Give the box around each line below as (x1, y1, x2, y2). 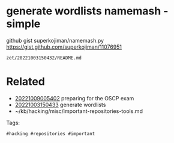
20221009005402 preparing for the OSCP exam (14, 94, 134, 102)
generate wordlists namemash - (6, 4, 169, 18)
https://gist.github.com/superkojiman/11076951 (6, 43, 122, 50)
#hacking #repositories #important (6, 130, 95, 136)
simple (6, 17, 41, 31)
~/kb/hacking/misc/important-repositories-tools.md (14, 107, 143, 115)
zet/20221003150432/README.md (6, 55, 82, 61)
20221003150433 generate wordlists (14, 101, 106, 108)
